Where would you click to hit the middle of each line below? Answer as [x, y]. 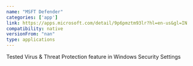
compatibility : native [35, 28]
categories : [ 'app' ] [32, 17]
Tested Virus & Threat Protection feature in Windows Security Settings [93, 57]
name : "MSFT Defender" [35, 12]
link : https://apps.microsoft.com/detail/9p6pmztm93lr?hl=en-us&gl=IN [97, 23]
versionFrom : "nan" [31, 34]
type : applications [31, 40]
